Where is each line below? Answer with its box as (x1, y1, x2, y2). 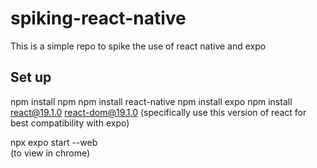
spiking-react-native (10, 7, 187, 30)
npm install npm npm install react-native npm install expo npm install (10, 95, 293, 107)
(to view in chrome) (10, 147, 91, 159)
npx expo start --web (10, 136, 98, 148)
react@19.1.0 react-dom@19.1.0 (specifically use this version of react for (10, 106, 307, 118)
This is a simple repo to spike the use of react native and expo (10, 40, 267, 52)
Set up (10, 69, 52, 86)
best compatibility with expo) (10, 117, 130, 129)
